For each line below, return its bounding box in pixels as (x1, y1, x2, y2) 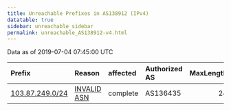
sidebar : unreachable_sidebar (7, 23, 94, 29)
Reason (74, 69, 100, 78)
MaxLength (189, 69, 228, 78)
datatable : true (7, 16, 54, 23)
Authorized (145, 64, 184, 74)
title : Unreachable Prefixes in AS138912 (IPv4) (7, 10, 149, 17)
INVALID (74, 84, 102, 94)
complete (108, 88, 139, 98)
